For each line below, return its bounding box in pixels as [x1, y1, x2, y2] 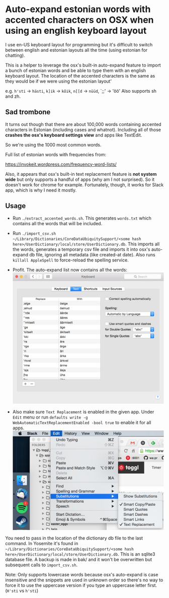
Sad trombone [5, 108, 51, 116]
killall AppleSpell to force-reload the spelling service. [12, 257, 129, 263]
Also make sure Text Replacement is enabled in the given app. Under [12, 409, 154, 415]
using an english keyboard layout [5, 25, 147, 36]
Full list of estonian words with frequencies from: [5, 151, 107, 157]
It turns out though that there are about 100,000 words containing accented [5, 121, 162, 127]
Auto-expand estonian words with [5, 4, 151, 15]
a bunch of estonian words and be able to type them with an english [5, 67, 146, 74]
